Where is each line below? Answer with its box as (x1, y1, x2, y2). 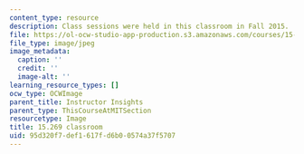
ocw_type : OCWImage (9, 89, 83, 98)
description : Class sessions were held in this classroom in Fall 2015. (9, 22, 290, 31)
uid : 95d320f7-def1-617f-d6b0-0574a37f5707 (9, 131, 176, 140)
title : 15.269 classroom (9, 123, 103, 132)
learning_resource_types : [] (9, 81, 119, 90)
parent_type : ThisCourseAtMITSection (9, 106, 152, 115)
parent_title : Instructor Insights (9, 97, 144, 107)
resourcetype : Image (9, 114, 88, 123)
